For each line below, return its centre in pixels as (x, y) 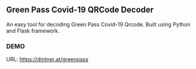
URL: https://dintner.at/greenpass (47, 59)
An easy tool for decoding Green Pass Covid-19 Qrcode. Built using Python (98, 24)
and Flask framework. (33, 31)
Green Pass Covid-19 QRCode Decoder (80, 10)
